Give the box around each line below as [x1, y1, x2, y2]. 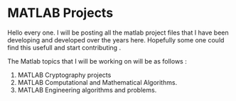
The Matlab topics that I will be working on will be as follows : [7, 57, 187, 65]
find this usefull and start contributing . [7, 43, 122, 52]
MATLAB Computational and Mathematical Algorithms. [17, 78, 178, 86]
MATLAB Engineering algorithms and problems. [17, 85, 157, 94]
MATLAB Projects [7, 5, 114, 21]
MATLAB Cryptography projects [17, 71, 112, 79]
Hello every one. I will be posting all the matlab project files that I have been [7, 28, 229, 37]
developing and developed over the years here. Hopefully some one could [7, 35, 225, 44]
